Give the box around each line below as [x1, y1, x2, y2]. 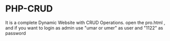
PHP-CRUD [5, 3, 53, 14]
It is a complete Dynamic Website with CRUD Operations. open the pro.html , [5, 19, 165, 25]
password [5, 30, 26, 36]
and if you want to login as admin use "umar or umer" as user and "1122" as [5, 24, 163, 30]
